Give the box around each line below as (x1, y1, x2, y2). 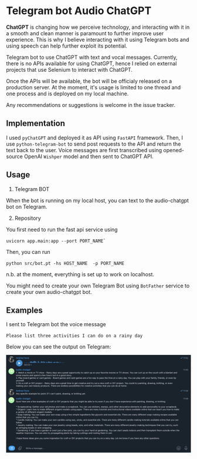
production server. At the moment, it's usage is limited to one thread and (6, 83, 181, 91)
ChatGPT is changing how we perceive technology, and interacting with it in (6, 24, 190, 31)
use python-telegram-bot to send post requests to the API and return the (6, 140, 181, 148)
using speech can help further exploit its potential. (6, 42, 128, 49)
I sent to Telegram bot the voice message (6, 321, 107, 328)
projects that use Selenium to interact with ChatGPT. (6, 66, 133, 73)
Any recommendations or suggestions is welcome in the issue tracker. (6, 101, 176, 108)
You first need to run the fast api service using (6, 226, 118, 233)
